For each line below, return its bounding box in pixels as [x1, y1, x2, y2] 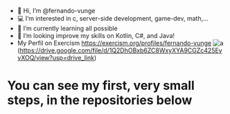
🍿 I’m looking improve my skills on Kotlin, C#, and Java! [17, 32, 175, 39]
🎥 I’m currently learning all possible [17, 24, 118, 32]
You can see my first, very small [7, 78, 195, 93]
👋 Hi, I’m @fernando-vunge [17, 7, 96, 15]
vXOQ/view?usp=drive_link [17, 54, 95, 61]
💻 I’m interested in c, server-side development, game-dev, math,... [17, 15, 209, 22]
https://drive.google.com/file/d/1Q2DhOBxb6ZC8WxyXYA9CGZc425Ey [19, 46, 223, 55]
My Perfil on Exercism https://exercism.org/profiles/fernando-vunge [17, 39, 212, 47]
